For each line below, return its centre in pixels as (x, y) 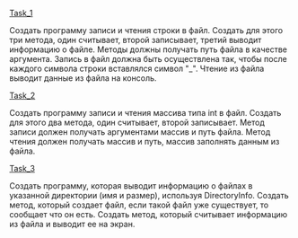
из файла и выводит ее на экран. (72, 224)
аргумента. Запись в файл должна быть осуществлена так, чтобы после (148, 59)
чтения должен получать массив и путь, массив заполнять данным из (145, 141)
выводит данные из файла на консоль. (83, 78)
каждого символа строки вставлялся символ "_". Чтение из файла (137, 68)
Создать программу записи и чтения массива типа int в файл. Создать (145, 113)
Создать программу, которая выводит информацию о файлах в (131, 186)
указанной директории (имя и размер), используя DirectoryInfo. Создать (149, 195)
